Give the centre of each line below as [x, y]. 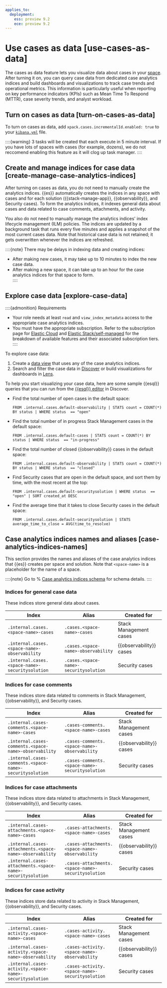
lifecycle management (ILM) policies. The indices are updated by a [73, 224]
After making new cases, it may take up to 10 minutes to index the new [84, 259]
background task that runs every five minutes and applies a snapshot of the [83, 229]
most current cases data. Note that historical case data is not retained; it [79, 234]
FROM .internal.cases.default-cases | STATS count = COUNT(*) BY [81, 435]
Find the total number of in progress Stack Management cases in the [83, 421]
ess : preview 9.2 [32, 19]
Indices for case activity [35, 890]
